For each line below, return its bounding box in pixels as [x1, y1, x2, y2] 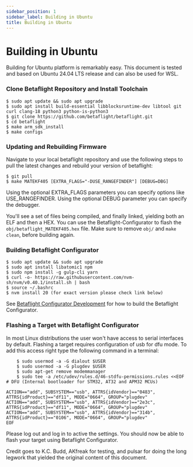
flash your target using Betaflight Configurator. [6, 436, 119, 443]
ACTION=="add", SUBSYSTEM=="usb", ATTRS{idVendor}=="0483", [6, 389, 156, 395]
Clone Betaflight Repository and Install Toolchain [6, 85, 148, 93]
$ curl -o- [6, 275, 33, 281]
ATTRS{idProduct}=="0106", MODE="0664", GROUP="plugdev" [6, 414, 148, 421]
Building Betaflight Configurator [6, 246, 99, 254]
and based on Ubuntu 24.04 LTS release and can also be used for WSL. [6, 70, 179, 77]
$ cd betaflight [6, 118, 46, 125]
